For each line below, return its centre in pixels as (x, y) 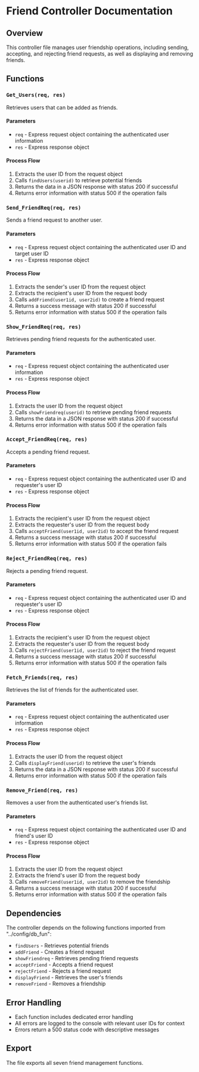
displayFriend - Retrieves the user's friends (69, 978)
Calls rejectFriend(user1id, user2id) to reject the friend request (95, 650)
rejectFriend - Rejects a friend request (63, 971)
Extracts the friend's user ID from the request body (77, 875)
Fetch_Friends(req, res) (42, 677)
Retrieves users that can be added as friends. (62, 107)
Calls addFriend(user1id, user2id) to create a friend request (90, 299)
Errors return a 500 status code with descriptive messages (87, 1030)
